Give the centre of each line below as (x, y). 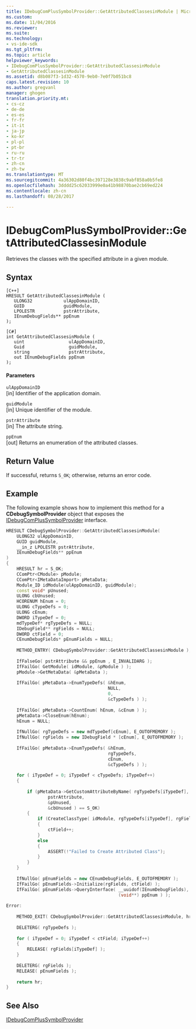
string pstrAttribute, (60, 352)
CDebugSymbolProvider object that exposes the (65, 514)
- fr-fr (15, 120)
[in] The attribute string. (35, 426)
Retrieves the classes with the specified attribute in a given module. (87, 259)
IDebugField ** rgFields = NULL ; (56, 629)
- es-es (15, 115)
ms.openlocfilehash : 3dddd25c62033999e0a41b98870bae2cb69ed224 (85, 185)
